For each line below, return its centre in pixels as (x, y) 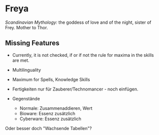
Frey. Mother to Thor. (27, 27)
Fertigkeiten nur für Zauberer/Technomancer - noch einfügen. (75, 89)
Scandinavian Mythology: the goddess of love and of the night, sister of (78, 22)
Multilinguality (26, 70)
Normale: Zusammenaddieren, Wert (56, 108)
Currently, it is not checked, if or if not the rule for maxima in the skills (83, 55)
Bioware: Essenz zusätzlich (47, 113)
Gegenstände (26, 98)
